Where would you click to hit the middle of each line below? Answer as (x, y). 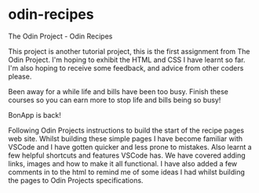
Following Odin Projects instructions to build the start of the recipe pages (126, 130)
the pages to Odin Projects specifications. (76, 180)
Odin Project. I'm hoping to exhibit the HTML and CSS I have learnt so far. (127, 60)
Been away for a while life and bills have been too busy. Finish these (119, 91)
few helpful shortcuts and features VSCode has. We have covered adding (127, 155)
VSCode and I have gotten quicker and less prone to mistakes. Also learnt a (130, 147)
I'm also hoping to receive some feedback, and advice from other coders (126, 67)
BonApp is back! (35, 115)
